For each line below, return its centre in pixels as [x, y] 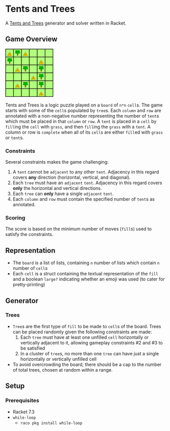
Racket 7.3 [23, 412]
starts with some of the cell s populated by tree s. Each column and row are [83, 110]
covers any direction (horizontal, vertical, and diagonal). [72, 178]
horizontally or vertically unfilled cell [58, 359]
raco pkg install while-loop [51, 423]
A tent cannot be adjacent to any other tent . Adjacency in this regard [86, 172]
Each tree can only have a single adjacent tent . [63, 194]
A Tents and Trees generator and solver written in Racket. [66, 23]
